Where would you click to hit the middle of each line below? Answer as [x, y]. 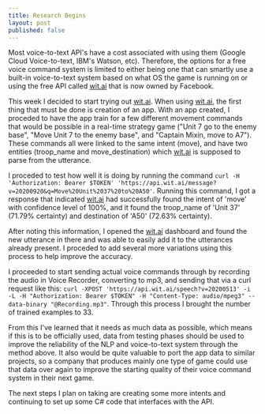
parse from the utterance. [50, 160]
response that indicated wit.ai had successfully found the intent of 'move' [127, 199]
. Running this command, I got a [204, 191]
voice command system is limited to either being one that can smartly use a [131, 70]
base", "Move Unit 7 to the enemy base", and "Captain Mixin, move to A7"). [130, 135]
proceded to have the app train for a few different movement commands [125, 119]
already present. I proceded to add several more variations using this [120, 248]
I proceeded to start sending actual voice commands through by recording [129, 272]
